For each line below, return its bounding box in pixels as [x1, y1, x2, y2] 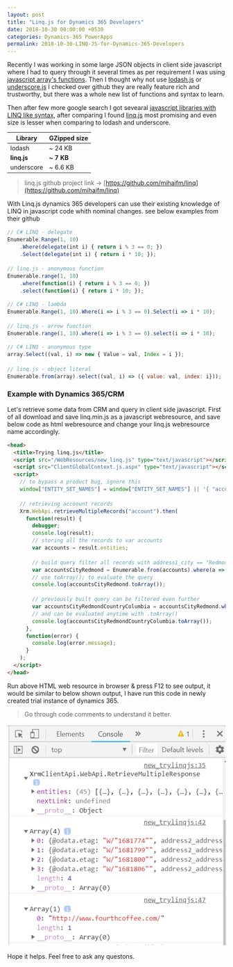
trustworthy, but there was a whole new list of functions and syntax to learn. [7, 90, 225, 99]
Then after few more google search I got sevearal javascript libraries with [7, 104, 216, 112]
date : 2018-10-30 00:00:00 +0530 [7, 26, 104, 33]
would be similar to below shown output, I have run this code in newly [7, 689, 207, 697]
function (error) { [25, 632, 79, 639]
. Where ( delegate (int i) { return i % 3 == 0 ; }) [19, 243, 163, 250]
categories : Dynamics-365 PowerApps [7, 33, 113, 40]
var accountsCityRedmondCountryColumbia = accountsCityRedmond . [32, 603, 222, 610]
